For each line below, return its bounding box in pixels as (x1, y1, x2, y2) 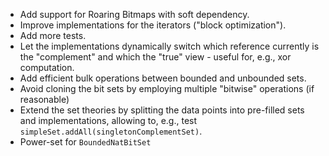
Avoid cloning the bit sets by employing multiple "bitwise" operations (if (19, 83, 315, 94)
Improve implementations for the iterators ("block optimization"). (19, 19, 287, 31)
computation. (19, 62, 75, 73)
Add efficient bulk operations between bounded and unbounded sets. (19, 72, 307, 84)
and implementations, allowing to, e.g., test (19, 115, 198, 126)
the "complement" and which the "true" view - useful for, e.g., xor (19, 51, 292, 63)
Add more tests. (19, 30, 87, 41)
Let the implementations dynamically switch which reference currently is (19, 40, 320, 52)
